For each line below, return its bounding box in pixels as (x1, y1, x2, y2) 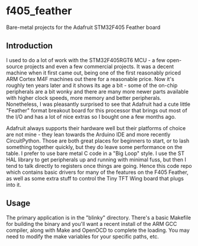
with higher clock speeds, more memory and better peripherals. (6, 94, 161, 101)
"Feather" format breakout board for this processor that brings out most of (6, 106, 187, 114)
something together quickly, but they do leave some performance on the (6, 143, 183, 150)
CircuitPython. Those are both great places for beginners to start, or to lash (6, 137, 190, 144)
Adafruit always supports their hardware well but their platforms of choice (6, 124, 186, 131)
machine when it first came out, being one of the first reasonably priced (6, 69, 181, 76)
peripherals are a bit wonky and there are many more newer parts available (6, 88, 189, 95)
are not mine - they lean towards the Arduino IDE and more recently (6, 131, 171, 138)
